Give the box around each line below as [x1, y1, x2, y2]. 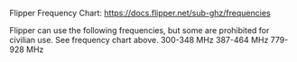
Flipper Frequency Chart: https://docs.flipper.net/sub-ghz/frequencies [9, 8, 271, 18]
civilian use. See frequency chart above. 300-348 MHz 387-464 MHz [9, 35, 269, 45]
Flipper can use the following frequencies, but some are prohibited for [9, 25, 270, 35]
